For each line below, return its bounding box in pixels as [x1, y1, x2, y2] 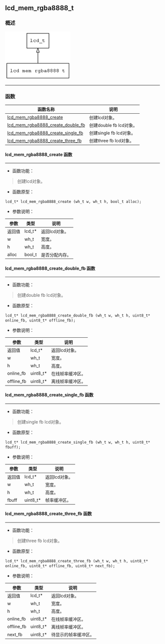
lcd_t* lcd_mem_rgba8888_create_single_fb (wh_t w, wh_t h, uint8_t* [5, 440, 151, 445]
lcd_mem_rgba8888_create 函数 [5, 151, 73, 157]
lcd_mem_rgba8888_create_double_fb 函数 [5, 265, 96, 271]
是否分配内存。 [41, 252, 72, 258]
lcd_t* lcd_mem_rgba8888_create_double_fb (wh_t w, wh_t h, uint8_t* [5, 313, 151, 318]
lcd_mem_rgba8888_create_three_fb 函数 [5, 511, 92, 516]
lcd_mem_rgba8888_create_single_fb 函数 [5, 392, 94, 398]
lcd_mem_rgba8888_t [5, 4, 74, 12]
